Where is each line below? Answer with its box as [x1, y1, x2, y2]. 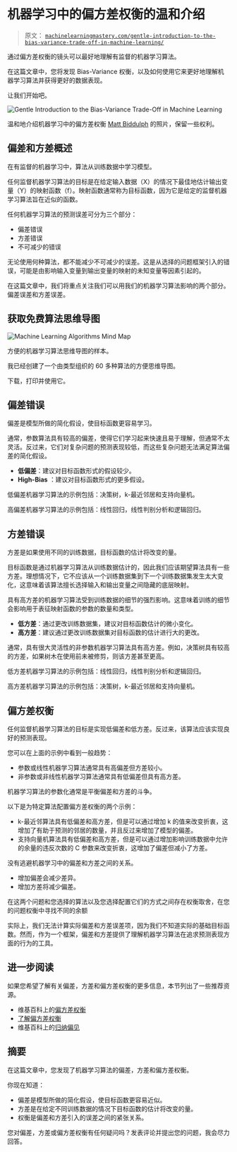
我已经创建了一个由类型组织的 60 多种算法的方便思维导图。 [7, 361, 180, 370]
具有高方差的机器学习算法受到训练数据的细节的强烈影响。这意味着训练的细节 [7, 596, 230, 604]
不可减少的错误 [17, 243, 61, 251]
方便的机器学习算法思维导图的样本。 [7, 346, 113, 355]
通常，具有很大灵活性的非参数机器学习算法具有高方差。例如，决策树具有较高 [7, 643, 230, 652]
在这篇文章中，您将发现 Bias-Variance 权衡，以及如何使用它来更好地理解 [7, 67, 219, 75]
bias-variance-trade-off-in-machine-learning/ [24, 39, 164, 46]
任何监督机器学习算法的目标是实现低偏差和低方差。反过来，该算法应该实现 [7, 725, 224, 733]
